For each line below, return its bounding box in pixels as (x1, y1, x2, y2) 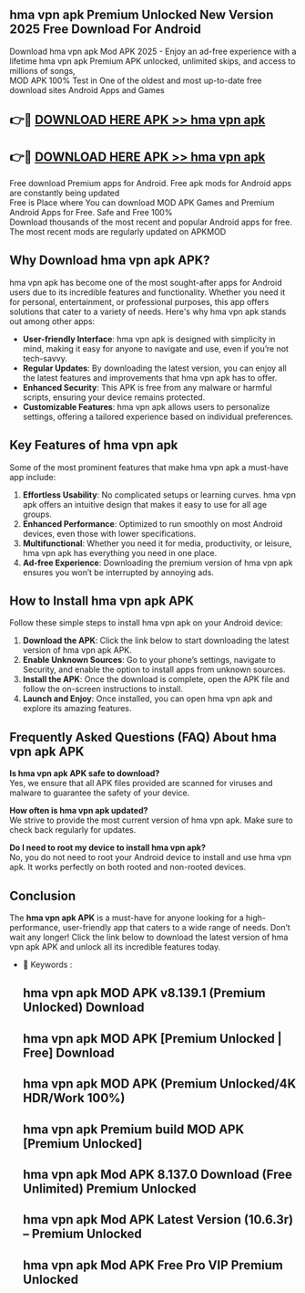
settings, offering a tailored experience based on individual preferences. (22, 411, 294, 422)
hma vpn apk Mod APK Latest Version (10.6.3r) (22, 1212, 294, 1227)
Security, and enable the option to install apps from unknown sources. (22, 664, 286, 675)
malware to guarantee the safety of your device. (9, 787, 190, 798)
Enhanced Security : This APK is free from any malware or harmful (22, 382, 273, 393)
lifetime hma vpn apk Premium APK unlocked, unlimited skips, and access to (9, 55, 296, 67)
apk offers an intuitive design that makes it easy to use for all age (22, 499, 267, 510)
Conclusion (9, 888, 76, 903)
